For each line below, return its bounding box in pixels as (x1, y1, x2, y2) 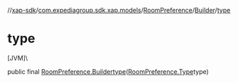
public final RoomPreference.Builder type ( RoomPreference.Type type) (7, 67, 210, 76)
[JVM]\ (7, 53, 28, 62)
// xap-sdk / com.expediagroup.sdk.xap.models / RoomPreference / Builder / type (7, 6, 231, 14)
